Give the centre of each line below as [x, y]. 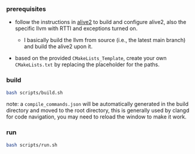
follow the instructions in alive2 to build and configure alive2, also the [100, 22]
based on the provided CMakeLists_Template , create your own [91, 58]
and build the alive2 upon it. [58, 46]
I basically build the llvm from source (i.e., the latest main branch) [105, 40]
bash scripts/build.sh [34, 93]
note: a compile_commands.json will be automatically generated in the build [97, 104]
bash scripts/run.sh [32, 145]
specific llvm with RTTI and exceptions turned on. [76, 28]
